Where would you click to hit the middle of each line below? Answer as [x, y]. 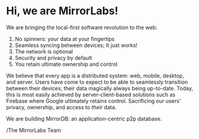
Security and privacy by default [53, 58]
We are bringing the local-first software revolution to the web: [82, 27]
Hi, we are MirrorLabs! [62, 11]
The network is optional [44, 51]
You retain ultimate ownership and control [66, 64]
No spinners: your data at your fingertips [65, 39]
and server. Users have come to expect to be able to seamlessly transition [97, 82]
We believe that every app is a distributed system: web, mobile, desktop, [95, 75]
